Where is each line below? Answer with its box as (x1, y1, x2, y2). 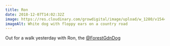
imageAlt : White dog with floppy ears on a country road (5, 21, 128, 26)
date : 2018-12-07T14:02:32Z (5, 12, 65, 17)
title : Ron (5, 7, 28, 12)
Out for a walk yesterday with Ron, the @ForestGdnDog (5, 35, 121, 41)
